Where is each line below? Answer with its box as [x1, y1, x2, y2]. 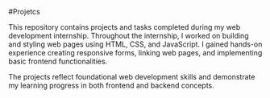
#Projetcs [8, 7, 40, 16]
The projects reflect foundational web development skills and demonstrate [8, 72, 255, 81]
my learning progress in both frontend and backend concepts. [8, 80, 215, 90]
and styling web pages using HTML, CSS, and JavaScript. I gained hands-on [8, 39, 263, 49]
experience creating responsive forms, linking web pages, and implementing [8, 48, 263, 57]
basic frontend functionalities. [8, 56, 108, 66]
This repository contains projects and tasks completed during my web [8, 22, 241, 31]
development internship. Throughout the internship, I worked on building [8, 31, 249, 40]
